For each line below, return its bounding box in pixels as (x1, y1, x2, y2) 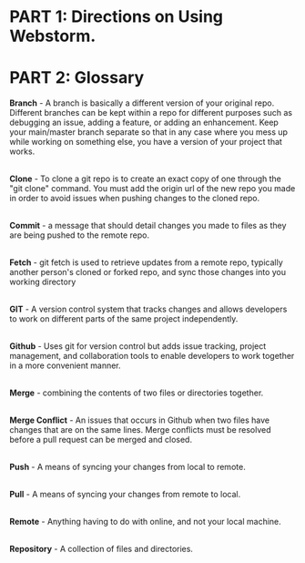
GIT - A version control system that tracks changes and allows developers (9, 303, 288, 315)
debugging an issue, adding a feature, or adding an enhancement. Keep (9, 117, 280, 128)
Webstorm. (9, 26, 97, 46)
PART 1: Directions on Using (9, 6, 224, 27)
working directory (9, 276, 76, 288)
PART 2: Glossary (9, 67, 145, 88)
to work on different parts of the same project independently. (9, 313, 239, 324)
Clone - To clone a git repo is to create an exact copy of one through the (9, 173, 282, 184)
